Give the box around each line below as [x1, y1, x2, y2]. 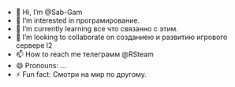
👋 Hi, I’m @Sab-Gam [15, 8, 83, 16]
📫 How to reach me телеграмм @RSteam [15, 49, 154, 59]
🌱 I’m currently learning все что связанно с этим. [15, 24, 179, 33]
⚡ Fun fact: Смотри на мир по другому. [15, 70, 147, 78]
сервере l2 [15, 41, 53, 50]
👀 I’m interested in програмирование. [15, 16, 140, 25]
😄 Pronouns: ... [15, 61, 67, 70]
